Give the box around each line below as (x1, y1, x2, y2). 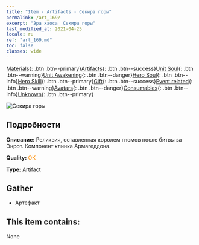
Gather (6, 183, 33, 194)
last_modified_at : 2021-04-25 (6, 25, 83, 32)
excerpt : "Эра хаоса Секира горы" (6, 20, 96, 26)
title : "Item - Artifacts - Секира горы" (6, 8, 112, 15)
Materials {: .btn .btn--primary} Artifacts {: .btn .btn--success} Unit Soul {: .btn (6, 65, 194, 72)
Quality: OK (6, 154, 36, 161)
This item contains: (6, 217, 80, 227)
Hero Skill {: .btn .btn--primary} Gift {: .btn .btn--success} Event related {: (17, 77, 193, 85)
